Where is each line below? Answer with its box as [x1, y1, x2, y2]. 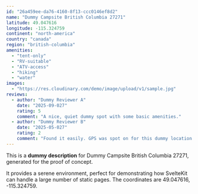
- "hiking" [11, 69, 39, 75]
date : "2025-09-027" [17, 102, 68, 109]
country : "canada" [6, 36, 52, 42]
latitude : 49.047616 [6, 20, 58, 26]
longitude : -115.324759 [6, 25, 65, 31]
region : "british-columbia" [6, 42, 76, 48]
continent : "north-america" [6, 31, 76, 37]
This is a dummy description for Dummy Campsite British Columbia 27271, [6, 152, 189, 159]
